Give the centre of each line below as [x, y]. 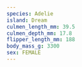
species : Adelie [30, 14]
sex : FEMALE [24, 53]
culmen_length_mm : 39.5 [41, 27]
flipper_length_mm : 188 [41, 40]
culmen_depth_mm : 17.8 [39, 33]
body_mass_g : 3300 [33, 46]
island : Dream [27, 20]
